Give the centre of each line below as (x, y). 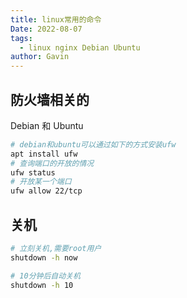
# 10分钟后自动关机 (45, 276)
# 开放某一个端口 (41, 182)
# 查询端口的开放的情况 (52, 163)
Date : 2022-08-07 (46, 29)
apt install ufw (44, 154)
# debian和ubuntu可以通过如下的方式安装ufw (93, 144)
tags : (21, 38)
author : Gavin (40, 57)
